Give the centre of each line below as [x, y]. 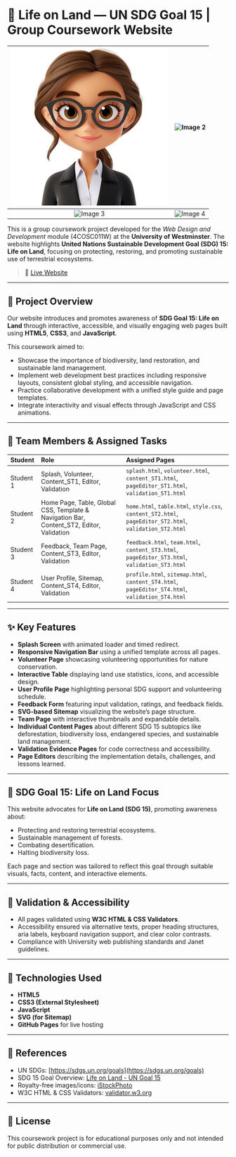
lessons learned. [41, 764]
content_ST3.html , [152, 550]
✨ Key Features [41, 628]
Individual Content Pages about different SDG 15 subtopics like [109, 726]
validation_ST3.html [156, 566]
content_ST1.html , [152, 478]
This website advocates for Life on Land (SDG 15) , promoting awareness [112, 809]
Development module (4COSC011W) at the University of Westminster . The [116, 237]
